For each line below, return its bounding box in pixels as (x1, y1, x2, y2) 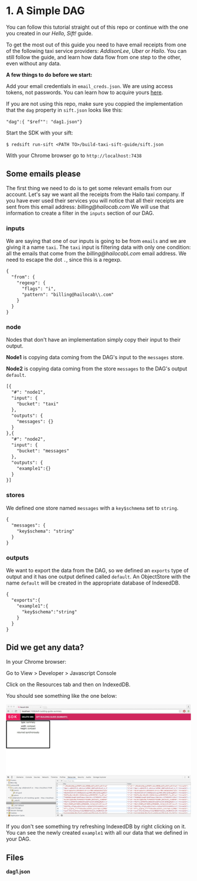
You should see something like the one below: (6, 692, 117, 699)
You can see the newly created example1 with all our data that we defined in (6, 829, 188, 836)
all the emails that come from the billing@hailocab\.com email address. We (6, 250, 186, 257)
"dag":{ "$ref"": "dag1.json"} (6, 119, 83, 124)
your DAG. (6, 835, 31, 843)
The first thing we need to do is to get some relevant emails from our (6, 184, 172, 191)
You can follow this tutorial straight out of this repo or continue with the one (6, 23, 189, 31)
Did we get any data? (6, 643, 84, 653)
